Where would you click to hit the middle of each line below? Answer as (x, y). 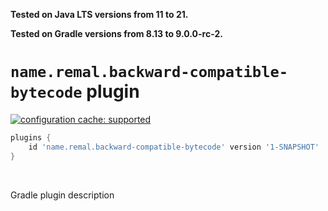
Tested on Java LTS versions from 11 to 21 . (99, 14)
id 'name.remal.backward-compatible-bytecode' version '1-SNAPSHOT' (174, 147)
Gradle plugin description (62, 195)
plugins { (31, 137)
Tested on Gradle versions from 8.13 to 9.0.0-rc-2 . (116, 33)
